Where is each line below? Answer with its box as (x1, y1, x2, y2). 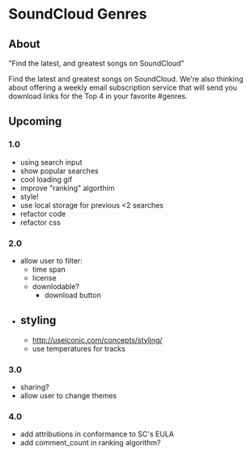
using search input (19, 157, 83, 166)
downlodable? (32, 281, 79, 291)
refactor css (19, 217, 61, 227)
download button (44, 290, 101, 300)
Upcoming (8, 115, 62, 128)
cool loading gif (19, 175, 73, 184)
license (32, 272, 57, 283)
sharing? (19, 382, 50, 392)
